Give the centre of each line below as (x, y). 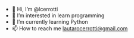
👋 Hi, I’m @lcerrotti (35, 9)
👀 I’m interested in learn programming (58, 15)
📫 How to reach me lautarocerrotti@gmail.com (70, 28)
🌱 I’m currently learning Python (50, 22)
